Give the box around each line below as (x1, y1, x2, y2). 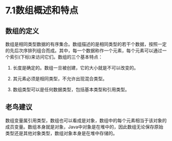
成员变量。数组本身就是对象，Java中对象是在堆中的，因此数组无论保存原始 (5, 124, 164, 130)
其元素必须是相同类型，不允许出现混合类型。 (12, 76, 107, 82)
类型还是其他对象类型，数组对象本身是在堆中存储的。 (5, 130, 118, 136)
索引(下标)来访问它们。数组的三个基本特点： (9, 54, 103, 60)
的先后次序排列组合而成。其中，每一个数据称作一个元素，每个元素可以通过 (5, 48, 162, 54)
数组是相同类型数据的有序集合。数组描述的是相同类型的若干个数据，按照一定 (5, 41, 167, 47)
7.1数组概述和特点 (5, 5, 78, 16)
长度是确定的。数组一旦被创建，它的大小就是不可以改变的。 (12, 65, 139, 70)
